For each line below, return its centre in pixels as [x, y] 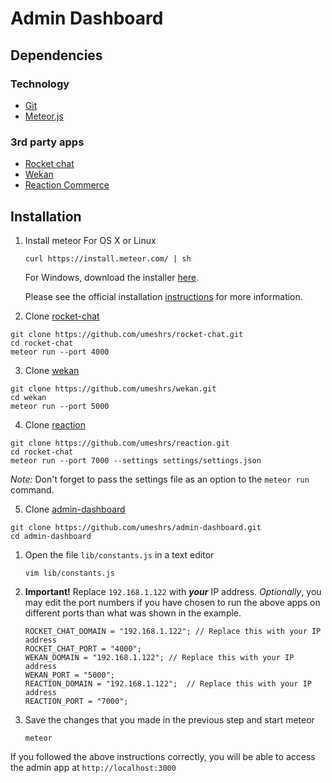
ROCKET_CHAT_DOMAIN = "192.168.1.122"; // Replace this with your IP [173, 631]
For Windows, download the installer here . [112, 277]
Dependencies [56, 55]
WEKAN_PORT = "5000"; [69, 675]
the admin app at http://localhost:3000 [93, 767]
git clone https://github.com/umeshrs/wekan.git [113, 388]
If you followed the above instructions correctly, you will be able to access [163, 756]
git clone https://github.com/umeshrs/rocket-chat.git [127, 334]
